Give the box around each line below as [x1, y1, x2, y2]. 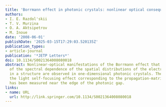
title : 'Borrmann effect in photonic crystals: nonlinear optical [5, 7, 145, 12]
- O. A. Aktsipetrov [5, 26, 48, 31]
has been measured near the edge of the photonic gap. [9, 80, 125, 85]
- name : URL [5, 90, 30, 95]
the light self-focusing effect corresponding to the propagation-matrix [9, 76, 165, 81]
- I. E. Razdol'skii [5, 16, 48, 21]
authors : [5, 12, 23, 17]
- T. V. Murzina [5, 21, 39, 26]
